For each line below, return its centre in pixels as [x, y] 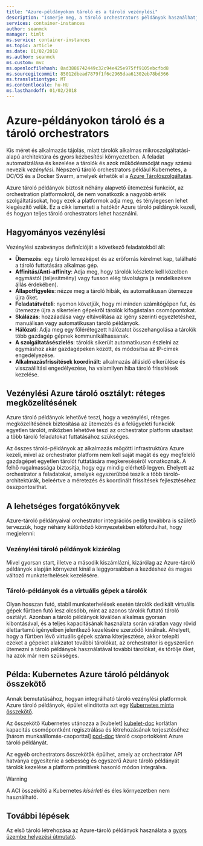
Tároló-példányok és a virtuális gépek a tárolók [77, 591]
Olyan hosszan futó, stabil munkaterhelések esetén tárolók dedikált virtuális [101, 604]
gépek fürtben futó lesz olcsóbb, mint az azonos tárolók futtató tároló [93, 610]
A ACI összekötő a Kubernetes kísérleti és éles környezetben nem [88, 790]
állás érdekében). [37, 284]
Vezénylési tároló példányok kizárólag [63, 549]
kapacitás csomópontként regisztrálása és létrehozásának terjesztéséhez [98, 729]
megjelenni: [21, 534]
